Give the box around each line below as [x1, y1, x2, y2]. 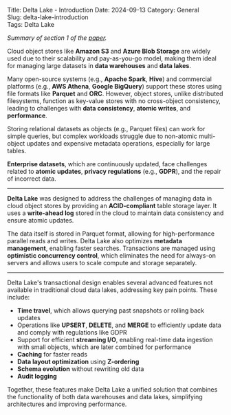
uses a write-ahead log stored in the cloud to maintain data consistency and [7, 209, 224, 217]
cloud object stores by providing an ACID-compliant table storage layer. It [7, 202, 217, 210]
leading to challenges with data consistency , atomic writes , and [7, 104, 191, 112]
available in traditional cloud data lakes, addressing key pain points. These [7, 286, 218, 294]
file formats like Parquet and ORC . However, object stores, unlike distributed [7, 89, 223, 98]
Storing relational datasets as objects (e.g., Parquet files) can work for [7, 125, 206, 133]
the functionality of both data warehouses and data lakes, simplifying [7, 393, 203, 401]
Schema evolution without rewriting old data [16, 365, 144, 373]
